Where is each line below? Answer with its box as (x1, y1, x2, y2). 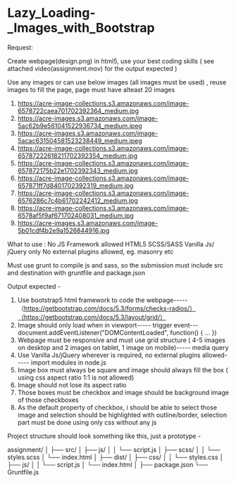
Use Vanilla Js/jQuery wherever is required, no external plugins (17, 351, 201, 359)
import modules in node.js (30, 358, 107, 367)
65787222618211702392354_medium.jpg (17, 151, 137, 160)
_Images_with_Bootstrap (7, 20, 155, 36)
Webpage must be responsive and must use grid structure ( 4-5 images (17, 336, 225, 344)
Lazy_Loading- (7, 5, 97, 21)
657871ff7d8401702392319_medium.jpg (17, 181, 134, 189)
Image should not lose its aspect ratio (17, 380, 127, 389)
